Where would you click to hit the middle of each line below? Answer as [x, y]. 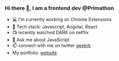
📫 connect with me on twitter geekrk [51, 46]
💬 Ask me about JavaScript [41, 40]
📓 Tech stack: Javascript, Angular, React [55, 27]
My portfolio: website [34, 53]
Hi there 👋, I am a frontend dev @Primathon [59, 8]
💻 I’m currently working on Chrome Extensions [62, 19]
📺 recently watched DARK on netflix [50, 33]
